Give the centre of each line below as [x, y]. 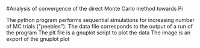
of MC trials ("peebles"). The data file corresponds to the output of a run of [99, 26]
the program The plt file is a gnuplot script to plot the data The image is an [98, 33]
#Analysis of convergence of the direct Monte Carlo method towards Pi [95, 9]
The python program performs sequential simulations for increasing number [100, 20]
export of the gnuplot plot [38, 39]
